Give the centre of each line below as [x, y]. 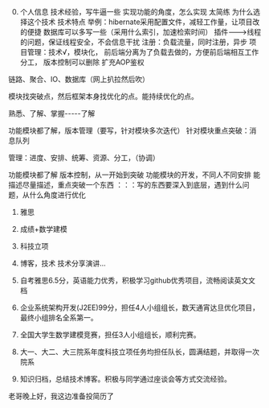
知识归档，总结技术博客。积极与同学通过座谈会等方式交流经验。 [125, 379]
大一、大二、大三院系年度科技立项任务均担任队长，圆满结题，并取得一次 [139, 352]
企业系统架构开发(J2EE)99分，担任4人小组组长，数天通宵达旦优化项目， [139, 307]
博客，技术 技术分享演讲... [63, 263]
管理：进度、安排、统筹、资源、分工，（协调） [84, 158]
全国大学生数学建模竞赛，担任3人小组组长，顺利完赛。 [110, 335]
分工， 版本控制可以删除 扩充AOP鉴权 [82, 62]
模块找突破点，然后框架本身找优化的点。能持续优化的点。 [103, 96]
